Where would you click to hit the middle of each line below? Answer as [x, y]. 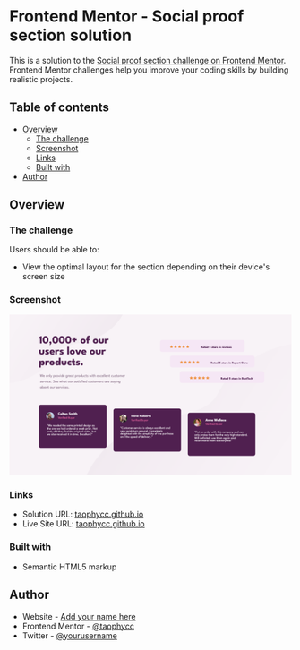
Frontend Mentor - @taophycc [78, 626]
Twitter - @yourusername [70, 635]
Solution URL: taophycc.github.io [83, 514]
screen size [43, 277]
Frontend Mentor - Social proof [127, 17]
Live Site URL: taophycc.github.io [83, 524]
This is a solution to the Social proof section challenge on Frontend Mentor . [148, 60]
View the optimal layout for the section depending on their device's [146, 267]
